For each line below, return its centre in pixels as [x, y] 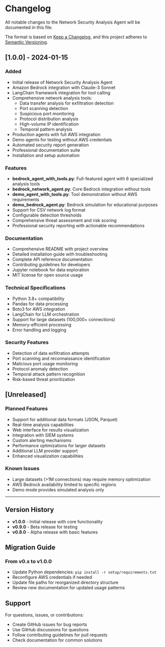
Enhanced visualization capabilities [48, 456]
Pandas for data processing [40, 304]
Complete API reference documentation [52, 259]
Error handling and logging [39, 330]
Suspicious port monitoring [47, 113]
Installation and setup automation [46, 155]
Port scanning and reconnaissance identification [61, 358]
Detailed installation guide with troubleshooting [60, 254]
